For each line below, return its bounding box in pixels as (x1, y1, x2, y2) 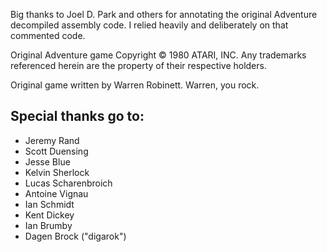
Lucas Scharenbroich (24, 177, 113, 189)
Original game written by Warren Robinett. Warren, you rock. (10, 79, 260, 91)
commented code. (10, 30, 86, 41)
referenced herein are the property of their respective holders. (10, 60, 267, 71)
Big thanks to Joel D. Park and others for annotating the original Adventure (10, 9, 318, 20)
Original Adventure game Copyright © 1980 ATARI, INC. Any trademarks (10, 49, 307, 61)
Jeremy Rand (24, 134, 80, 146)
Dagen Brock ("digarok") (24, 230, 127, 242)
